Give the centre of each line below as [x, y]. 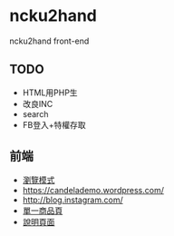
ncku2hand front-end [49, 41]
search [35, 113]
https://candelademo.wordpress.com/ [93, 190]
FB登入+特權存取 [54, 124]
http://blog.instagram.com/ [73, 200]
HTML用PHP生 [50, 93]
